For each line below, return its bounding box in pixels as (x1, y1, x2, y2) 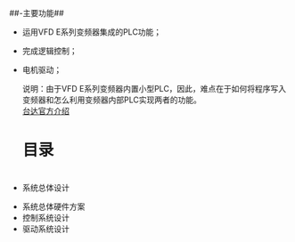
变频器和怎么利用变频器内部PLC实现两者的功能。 (21, 94, 202, 105)
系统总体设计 (21, 182, 70, 193)
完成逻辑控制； (21, 45, 78, 56)
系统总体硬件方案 (21, 201, 86, 212)
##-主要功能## (9, 8, 64, 18)
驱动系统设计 (21, 223, 70, 234)
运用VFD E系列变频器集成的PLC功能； (21, 27, 162, 37)
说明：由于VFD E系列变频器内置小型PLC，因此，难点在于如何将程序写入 (21, 84, 287, 93)
